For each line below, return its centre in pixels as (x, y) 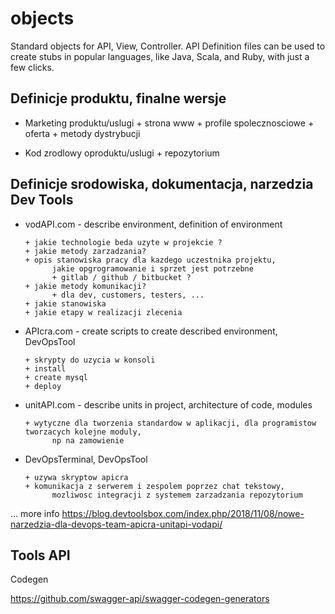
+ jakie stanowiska (65, 303)
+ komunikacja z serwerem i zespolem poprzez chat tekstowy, (155, 486)
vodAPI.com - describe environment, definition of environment (153, 224)
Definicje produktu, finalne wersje (118, 98)
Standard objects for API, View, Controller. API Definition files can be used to (168, 46)
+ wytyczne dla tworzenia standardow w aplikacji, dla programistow (170, 423)
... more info (35, 513)
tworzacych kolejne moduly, (83, 432)
